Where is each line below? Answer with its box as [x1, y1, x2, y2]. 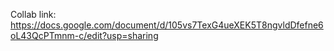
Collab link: [10, 9, 57, 20]
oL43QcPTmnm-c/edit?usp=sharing [10, 30, 159, 41]
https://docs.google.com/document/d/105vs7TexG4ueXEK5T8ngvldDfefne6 [10, 19, 324, 31]
